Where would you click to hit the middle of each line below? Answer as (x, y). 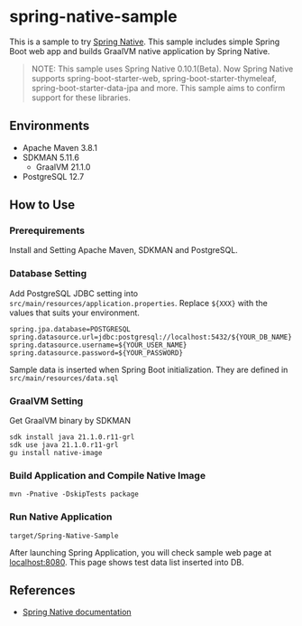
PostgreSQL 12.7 (53, 176)
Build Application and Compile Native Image (107, 475)
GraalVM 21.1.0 (63, 167)
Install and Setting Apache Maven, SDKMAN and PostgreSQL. (124, 250)
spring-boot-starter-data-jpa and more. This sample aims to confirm (158, 88)
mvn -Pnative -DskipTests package (74, 494)
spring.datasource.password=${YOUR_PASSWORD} (96, 353)
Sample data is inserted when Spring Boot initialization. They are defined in (149, 369)
